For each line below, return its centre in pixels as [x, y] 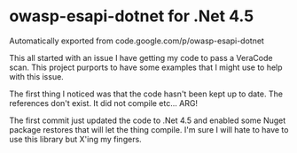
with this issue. [36, 76]
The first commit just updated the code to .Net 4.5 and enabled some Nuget [148, 120]
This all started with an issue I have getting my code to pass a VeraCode [141, 57]
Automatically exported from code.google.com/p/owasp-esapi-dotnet [137, 41]
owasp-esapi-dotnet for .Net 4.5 [132, 16]
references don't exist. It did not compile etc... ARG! [103, 103]
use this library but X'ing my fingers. [75, 139]
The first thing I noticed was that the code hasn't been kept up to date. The [146, 94]
